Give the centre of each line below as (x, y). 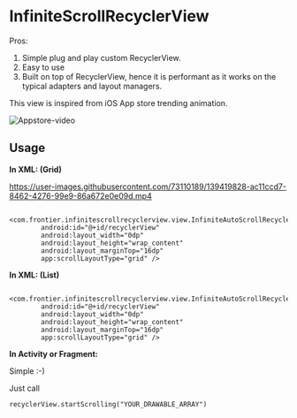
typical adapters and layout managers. (92, 86)
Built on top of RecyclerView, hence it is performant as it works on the (149, 76)
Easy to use (43, 67)
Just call (24, 388)
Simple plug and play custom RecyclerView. (101, 57)
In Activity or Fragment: (54, 353)
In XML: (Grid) (35, 169)
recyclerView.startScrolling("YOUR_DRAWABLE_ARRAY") (108, 404)
